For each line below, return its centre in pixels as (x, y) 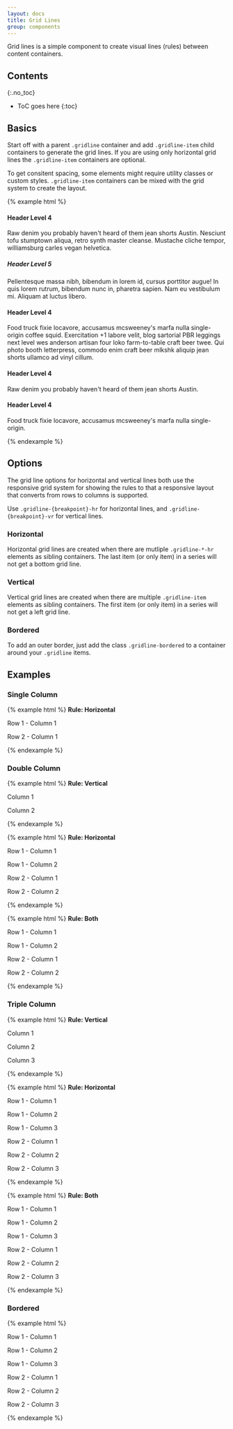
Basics (22, 128)
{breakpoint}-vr (31, 516)
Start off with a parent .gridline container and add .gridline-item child (111, 145)
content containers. (35, 54)
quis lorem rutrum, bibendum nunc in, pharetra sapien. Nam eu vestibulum (114, 289)
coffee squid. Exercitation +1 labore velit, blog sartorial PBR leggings (123, 335)
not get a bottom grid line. (44, 564)
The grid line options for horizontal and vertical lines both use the (101, 480)
